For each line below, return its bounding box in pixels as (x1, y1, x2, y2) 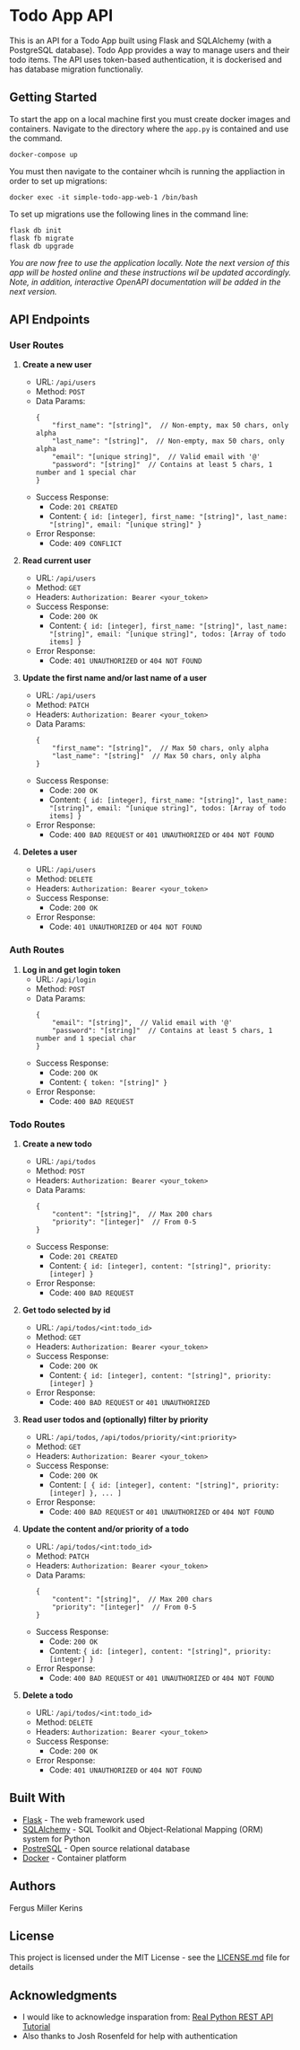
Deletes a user (21, 846, 78, 858)
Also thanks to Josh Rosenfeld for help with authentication (21, 2031, 238, 2042)
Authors (9, 1878, 56, 1894)
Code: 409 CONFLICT (48, 538, 123, 549)
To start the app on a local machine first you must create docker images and (9, 113, 291, 124)
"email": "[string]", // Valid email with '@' (52, 1018, 233, 1027)
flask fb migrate (9, 234, 74, 243)
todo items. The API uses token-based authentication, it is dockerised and (9, 54, 282, 65)
